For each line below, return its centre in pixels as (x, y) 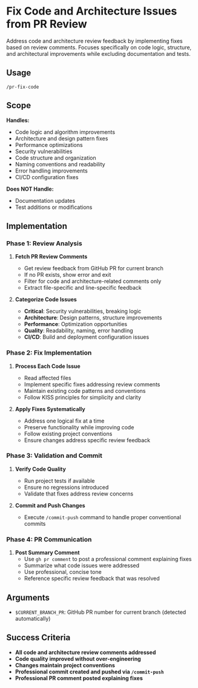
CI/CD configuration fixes (47, 177)
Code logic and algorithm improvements (65, 132)
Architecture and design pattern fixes (61, 138)
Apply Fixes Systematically (50, 409)
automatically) (33, 618)
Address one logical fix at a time (64, 421)
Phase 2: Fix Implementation (49, 353)
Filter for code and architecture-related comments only (93, 281)
